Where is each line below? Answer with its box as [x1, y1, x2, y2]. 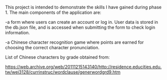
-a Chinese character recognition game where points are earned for [5, 39, 144, 45]
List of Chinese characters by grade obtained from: [5, 54, 110, 60]
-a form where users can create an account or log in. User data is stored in [5, 19, 158, 25]
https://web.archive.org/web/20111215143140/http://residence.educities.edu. [5, 64, 162, 70]
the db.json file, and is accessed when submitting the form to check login [5, 24, 156, 30]
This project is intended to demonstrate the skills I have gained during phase [5, 4, 162, 10]
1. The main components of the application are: [5, 9, 101, 15]
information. [5, 30, 30, 35]
